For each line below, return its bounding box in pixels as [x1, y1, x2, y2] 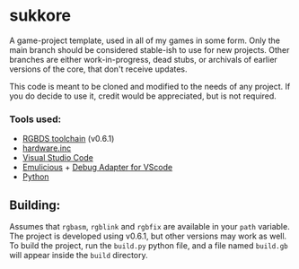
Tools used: [9, 113, 62, 126]
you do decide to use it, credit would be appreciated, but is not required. [9, 91, 277, 101]
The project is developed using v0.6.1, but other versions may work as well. [9, 230, 287, 242]
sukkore [9, 5, 72, 26]
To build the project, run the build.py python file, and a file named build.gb [9, 240, 289, 251]
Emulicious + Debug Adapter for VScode [22, 162, 173, 173]
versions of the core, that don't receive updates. [9, 64, 188, 74]
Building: [9, 197, 61, 213]
